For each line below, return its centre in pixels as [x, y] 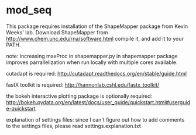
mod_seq [29, 10]
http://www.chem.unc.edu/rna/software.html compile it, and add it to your [95, 38]
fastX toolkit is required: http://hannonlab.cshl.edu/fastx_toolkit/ [83, 84]
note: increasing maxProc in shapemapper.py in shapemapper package [92, 56]
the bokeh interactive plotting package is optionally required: [79, 96]
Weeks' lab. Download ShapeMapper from [57, 32]
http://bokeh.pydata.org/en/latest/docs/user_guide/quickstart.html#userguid [98, 102]
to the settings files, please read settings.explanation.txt [74, 126]
